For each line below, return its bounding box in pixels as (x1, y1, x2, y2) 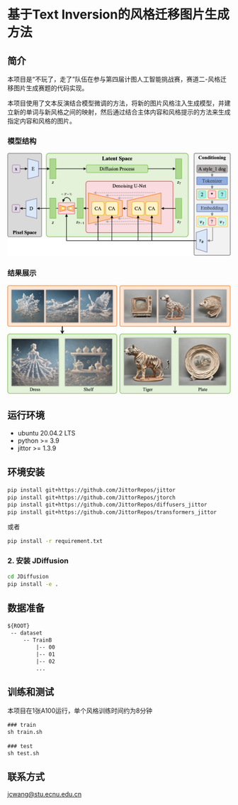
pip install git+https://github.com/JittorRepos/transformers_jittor (7, 509, 217, 516)
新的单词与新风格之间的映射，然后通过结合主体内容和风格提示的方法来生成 (13, 108, 231, 116)
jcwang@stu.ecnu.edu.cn (7, 790, 82, 799)
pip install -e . (7, 580, 59, 588)
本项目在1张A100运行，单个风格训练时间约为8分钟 (7, 706, 152, 715)
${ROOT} (7, 622, 30, 630)
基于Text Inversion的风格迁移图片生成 (7, 6, 230, 23)
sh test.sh (7, 750, 40, 757)
